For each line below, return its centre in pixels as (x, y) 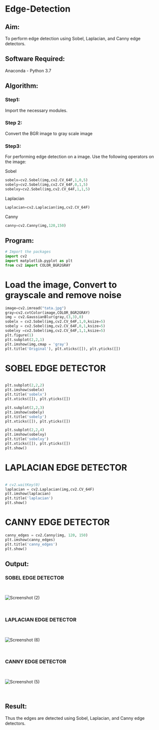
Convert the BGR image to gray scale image (49, 133)
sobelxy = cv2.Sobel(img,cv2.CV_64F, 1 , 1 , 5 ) (48, 189)
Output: (17, 564)
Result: (16, 706)
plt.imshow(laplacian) (28, 494)
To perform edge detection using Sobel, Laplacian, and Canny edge (73, 38)
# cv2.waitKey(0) (23, 485)
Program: (19, 241)
